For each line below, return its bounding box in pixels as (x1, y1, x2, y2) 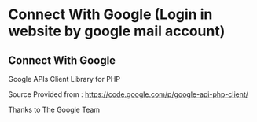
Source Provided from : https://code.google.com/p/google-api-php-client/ (8, 90, 249, 99)
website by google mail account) (8, 22, 226, 40)
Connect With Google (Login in (8, 6, 213, 24)
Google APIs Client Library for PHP (8, 75, 120, 83)
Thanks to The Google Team (8, 105, 101, 114)
